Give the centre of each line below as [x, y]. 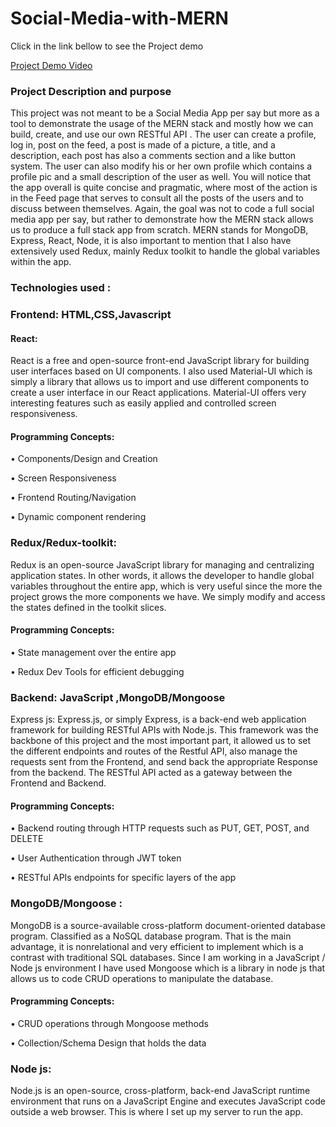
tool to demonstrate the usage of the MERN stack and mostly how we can [162, 124]
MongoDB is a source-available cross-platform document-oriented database [168, 925]
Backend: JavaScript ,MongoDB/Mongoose [118, 697]
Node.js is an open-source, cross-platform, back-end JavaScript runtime [160, 1091]
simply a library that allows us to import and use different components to [160, 382]
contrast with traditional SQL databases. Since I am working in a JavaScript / [168, 957]
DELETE [27, 839]
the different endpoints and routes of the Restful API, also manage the [154, 751]
